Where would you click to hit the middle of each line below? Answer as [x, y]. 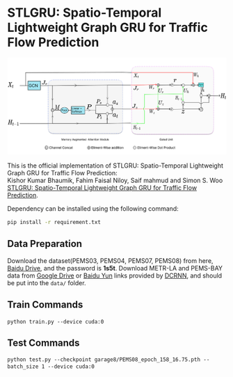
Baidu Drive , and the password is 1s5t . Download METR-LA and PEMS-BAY [115, 268]
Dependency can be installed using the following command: [93, 209]
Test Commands [43, 343]
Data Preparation [45, 244]
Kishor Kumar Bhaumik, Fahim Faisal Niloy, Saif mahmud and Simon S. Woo [115, 181]
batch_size [23, 367]
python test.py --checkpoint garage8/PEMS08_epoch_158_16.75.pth [104, 360]
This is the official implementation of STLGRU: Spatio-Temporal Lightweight [115, 166]
